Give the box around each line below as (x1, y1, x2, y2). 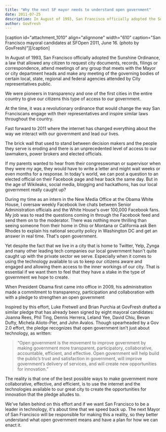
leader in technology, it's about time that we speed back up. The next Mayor (5, 406, 161, 412)
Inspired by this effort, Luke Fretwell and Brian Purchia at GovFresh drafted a (5, 304, 161, 310)
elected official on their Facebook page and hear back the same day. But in (5, 176, 158, 182)
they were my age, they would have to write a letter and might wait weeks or (5, 166, 161, 172)
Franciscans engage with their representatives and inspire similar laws (5, 111, 148, 117)
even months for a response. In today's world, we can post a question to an (5, 171, 159, 177)
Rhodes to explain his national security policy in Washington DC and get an (5, 228, 158, 234)
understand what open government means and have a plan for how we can (5, 417, 158, 423)
